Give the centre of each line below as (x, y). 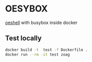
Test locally (23, 38)
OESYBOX (27, 9)
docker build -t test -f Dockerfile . (46, 50)
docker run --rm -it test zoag (38, 54)
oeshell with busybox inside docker (42, 22)
